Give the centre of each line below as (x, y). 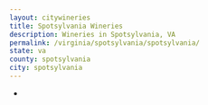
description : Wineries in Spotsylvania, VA (93, 34)
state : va (28, 51)
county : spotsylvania (50, 59)
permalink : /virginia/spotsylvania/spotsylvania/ (105, 43)
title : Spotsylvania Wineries (66, 26)
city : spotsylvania (46, 68)
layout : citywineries (50, 17)
